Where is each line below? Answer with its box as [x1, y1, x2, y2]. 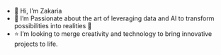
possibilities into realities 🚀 [13, 22, 92, 30]
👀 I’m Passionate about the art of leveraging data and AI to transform [13, 14, 215, 23]
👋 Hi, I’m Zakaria [13, 7, 62, 15]
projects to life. [13, 39, 58, 48]
